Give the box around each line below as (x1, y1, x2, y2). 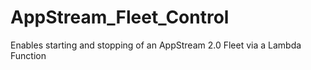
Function (10, 49, 47, 61)
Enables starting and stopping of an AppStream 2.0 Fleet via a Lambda (10, 39, 302, 51)
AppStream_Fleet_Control (10, 6, 230, 29)
